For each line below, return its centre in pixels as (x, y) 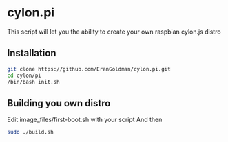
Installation (32, 53)
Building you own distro (59, 103)
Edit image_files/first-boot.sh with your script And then (85, 120)
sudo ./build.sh (30, 132)
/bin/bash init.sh (33, 82)
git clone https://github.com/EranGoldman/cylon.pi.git (89, 69)
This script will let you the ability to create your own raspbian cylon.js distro (114, 32)
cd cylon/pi (24, 75)
